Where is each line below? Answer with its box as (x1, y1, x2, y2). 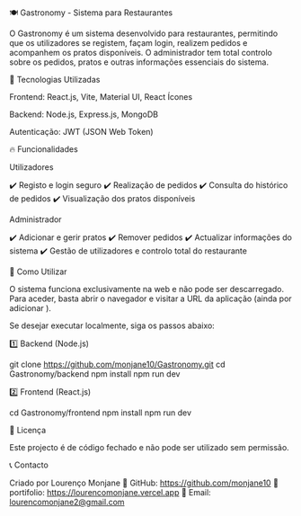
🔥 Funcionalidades (9, 144, 78, 155)
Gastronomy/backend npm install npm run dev (9, 369, 181, 379)
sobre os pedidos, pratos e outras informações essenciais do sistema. (9, 57, 270, 67)
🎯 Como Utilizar (9, 266, 67, 277)
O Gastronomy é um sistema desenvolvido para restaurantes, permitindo (9, 28, 279, 39)
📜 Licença (9, 425, 47, 435)
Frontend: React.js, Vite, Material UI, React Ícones (9, 92, 193, 102)
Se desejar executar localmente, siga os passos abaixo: (9, 320, 216, 331)
